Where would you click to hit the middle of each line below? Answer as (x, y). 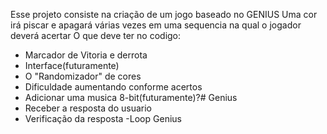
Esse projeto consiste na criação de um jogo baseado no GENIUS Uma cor (164, 14)
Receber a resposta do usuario (88, 108)
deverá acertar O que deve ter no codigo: (96, 35)
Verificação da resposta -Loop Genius (103, 118)
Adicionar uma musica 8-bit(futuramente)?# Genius (131, 97)
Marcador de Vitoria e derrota (86, 55)
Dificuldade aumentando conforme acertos (113, 87)
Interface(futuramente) (72, 65)
